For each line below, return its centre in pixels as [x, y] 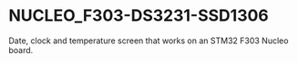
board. [21, 49]
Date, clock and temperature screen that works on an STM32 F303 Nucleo [149, 40]
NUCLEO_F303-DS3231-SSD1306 [139, 16]
